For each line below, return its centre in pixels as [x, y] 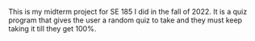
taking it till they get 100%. [52, 29]
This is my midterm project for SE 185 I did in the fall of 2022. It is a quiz [128, 12]
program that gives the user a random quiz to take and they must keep [125, 20]
